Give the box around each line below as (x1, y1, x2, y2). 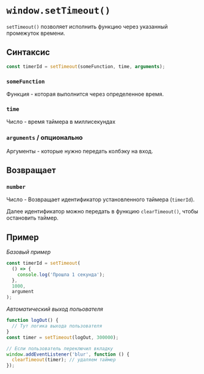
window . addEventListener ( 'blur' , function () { (6, 351, 130, 357)
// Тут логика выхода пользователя (12, 323, 103, 329)
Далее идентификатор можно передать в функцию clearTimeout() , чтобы (6, 208, 199, 215)
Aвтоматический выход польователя (6, 305, 104, 313)
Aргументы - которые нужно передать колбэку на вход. (6, 147, 154, 155)
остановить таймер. (6, 214, 59, 222)
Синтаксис (6, 47, 50, 58)
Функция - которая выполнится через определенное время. (6, 90, 164, 97)
